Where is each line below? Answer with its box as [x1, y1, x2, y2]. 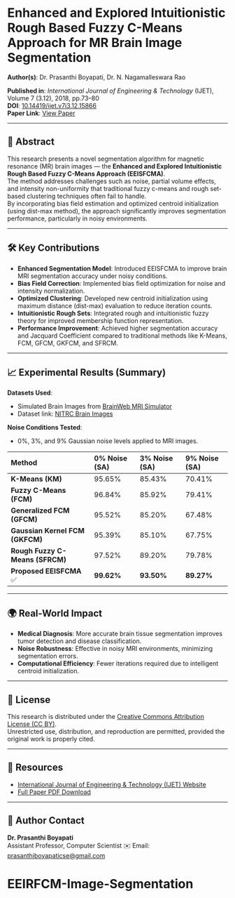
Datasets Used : [7, 388, 53, 397]
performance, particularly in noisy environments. [7, 214, 148, 223]
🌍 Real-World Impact [7, 607, 103, 619]
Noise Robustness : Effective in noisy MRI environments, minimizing [17, 645, 213, 653]
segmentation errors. [17, 652, 78, 661]
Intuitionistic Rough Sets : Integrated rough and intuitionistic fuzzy [17, 309, 209, 317]
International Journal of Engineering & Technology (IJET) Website [17, 780, 206, 788]
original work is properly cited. [7, 735, 96, 743]
